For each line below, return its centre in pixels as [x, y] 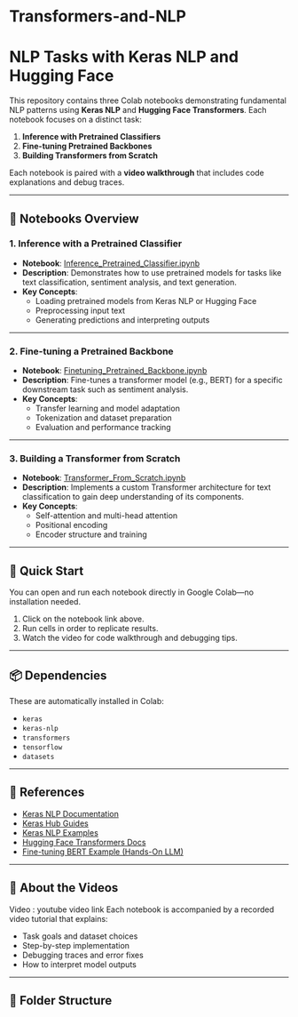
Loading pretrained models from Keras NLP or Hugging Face [146, 300]
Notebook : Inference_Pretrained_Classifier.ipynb [111, 263]
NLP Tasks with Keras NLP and [124, 57]
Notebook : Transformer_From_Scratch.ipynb [104, 478]
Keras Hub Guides [55, 823]
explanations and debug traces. [67, 182]
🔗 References [47, 793]
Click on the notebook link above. [83, 619]
